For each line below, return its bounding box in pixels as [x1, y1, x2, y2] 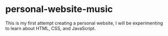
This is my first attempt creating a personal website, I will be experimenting [5, 20, 163, 26]
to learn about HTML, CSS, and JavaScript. [5, 25, 96, 31]
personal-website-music [5, 3, 113, 15]
